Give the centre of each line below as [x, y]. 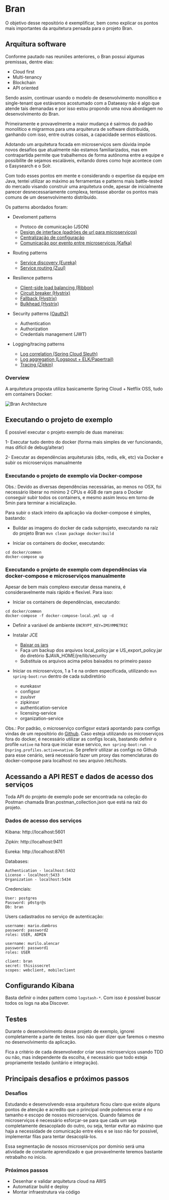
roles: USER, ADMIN [26, 934]
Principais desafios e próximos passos [67, 1079]
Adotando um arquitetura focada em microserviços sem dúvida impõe [78, 144]
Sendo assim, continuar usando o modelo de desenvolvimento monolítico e [83, 97]
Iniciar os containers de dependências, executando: [66, 602]
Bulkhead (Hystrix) [40, 304]
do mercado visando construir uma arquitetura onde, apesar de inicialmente [84, 186]
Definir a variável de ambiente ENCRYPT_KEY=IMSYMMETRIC [70, 625]
